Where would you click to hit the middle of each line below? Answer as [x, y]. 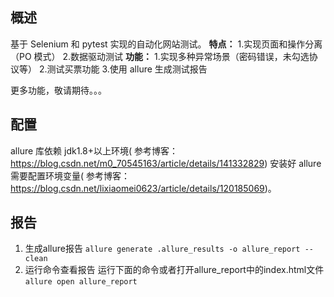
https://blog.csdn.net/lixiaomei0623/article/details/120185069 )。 [143, 188]
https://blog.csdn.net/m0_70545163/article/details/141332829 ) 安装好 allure [166, 163]
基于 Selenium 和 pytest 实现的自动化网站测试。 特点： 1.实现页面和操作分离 [166, 44]
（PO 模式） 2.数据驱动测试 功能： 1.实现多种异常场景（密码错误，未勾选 [160, 56]
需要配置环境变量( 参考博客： [70, 175]
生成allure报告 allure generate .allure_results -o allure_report [162, 249]
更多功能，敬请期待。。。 [58, 90]
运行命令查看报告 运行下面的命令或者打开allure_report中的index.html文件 [174, 270]
